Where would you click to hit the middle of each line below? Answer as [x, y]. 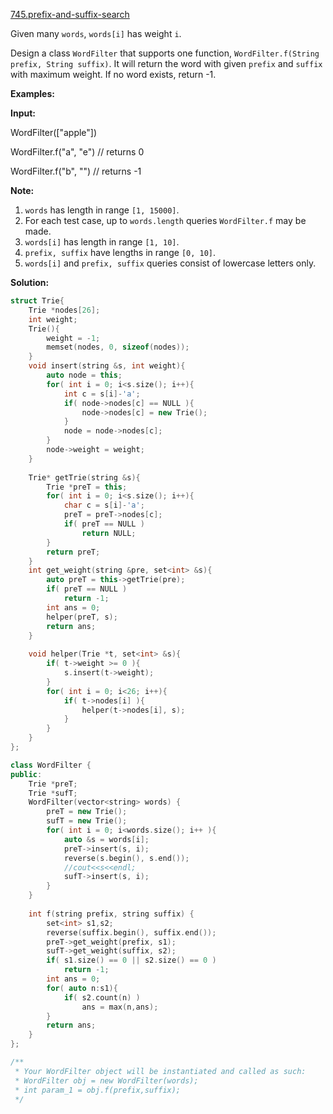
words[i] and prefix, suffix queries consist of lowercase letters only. [170, 263]
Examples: [32, 93]
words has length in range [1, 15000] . [102, 210]
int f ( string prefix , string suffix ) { [111, 914]
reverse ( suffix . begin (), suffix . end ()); [131, 932]
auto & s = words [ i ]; [106, 839]
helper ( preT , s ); [82, 617]
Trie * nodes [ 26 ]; [64, 310]
